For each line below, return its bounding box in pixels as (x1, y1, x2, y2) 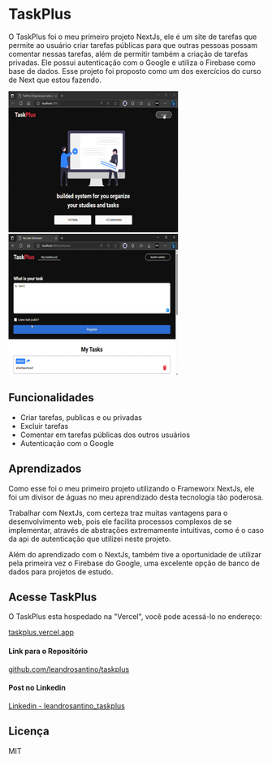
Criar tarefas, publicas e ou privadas (19, 412, 142, 422)
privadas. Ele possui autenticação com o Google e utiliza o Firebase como (8, 58, 256, 67)
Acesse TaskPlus (8, 590, 97, 604)
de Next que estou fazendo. (8, 75, 101, 84)
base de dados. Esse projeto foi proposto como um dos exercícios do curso (8, 66, 261, 76)
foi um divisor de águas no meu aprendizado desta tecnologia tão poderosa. (8, 492, 264, 502)
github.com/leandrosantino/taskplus (8, 664, 130, 674)
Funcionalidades (8, 391, 95, 405)
